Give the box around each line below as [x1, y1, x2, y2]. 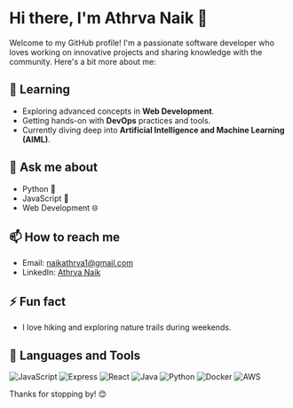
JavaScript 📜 [21, 193, 69, 204]
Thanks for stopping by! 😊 [9, 388, 107, 399]
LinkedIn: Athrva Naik [21, 267, 101, 278]
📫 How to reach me [9, 229, 121, 244]
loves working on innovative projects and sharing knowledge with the [9, 46, 263, 57]
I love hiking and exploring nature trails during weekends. [21, 322, 233, 332]
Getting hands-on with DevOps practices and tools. [21, 115, 211, 125]
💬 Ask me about [9, 160, 98, 175]
